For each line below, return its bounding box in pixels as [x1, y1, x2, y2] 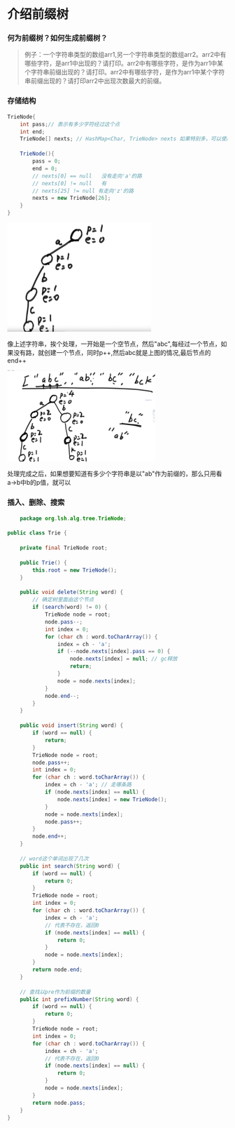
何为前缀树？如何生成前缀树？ [7, 33, 108, 43]
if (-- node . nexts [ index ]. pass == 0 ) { [57, 648, 171, 655]
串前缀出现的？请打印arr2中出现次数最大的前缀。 [24, 76, 166, 85]
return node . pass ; [32, 1099, 86, 1106]
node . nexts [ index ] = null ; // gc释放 [69, 655, 178, 663]
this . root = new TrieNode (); [32, 566, 117, 574]
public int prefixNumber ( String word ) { [20, 995, 139, 1003]
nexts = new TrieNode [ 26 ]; [32, 194, 111, 202]
